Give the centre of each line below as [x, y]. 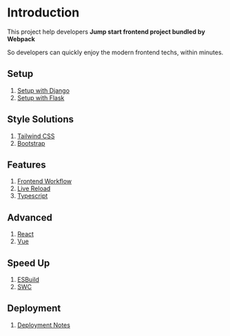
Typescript [32, 196]
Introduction [43, 13]
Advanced [30, 217]
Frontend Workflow [44, 181]
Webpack [21, 38]
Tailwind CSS [36, 136]
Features [27, 165]
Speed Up [29, 263]
